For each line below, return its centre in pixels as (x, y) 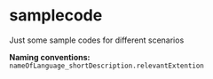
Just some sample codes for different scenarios (97, 40)
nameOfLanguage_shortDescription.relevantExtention (106, 66)
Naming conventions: (50, 57)
